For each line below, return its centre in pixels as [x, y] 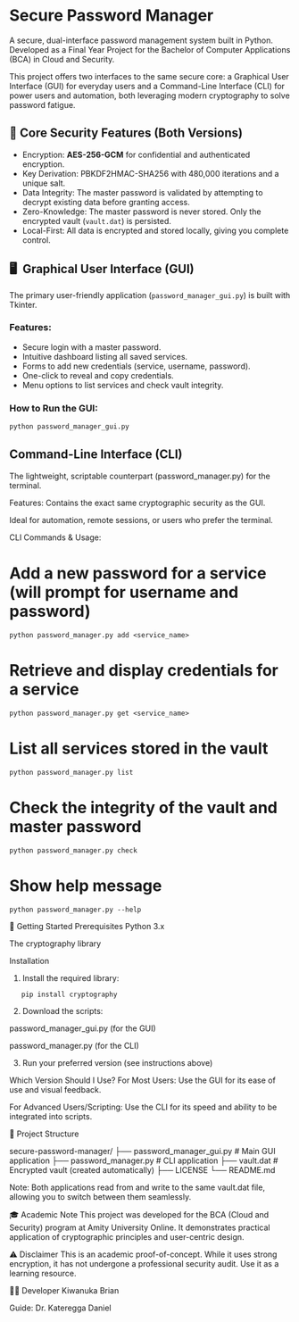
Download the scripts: [62, 1010]
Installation [29, 960]
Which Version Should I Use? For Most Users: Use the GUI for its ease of [143, 1080]
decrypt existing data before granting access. [106, 202]
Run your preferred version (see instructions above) [117, 1062]
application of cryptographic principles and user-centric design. [127, 1236]
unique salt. [44, 183]
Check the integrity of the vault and [144, 807]
